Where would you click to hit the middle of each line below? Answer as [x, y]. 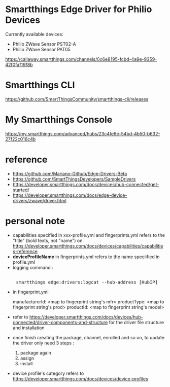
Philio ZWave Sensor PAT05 [42, 49]
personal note [35, 221]
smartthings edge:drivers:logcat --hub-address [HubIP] [87, 282]
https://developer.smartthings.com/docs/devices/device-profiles [80, 378]
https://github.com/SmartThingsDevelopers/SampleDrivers [74, 179]
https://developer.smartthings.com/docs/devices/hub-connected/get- [86, 184]
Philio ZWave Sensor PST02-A [44, 44]
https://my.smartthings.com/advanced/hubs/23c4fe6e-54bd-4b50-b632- [83, 133]
